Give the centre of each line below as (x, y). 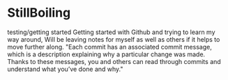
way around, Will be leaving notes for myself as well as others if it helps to (114, 39)
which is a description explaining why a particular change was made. (106, 54)
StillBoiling (39, 13)
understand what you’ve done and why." (65, 69)
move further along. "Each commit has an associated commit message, (110, 47)
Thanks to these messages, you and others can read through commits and (114, 61)
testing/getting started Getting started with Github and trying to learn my (111, 32)
